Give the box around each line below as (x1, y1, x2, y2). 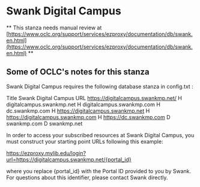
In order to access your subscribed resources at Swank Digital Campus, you (6, 131, 195, 138)
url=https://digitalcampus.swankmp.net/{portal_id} (6, 156, 132, 163)
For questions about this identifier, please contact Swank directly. (6, 174, 168, 181)
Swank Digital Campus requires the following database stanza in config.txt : (6, 83, 193, 90)
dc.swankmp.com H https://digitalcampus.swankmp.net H (6, 107, 150, 114)
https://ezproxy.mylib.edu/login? (6, 149, 86, 156)
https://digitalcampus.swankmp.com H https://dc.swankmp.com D (6, 113, 171, 120)
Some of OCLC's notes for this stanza (6, 67, 150, 77)
